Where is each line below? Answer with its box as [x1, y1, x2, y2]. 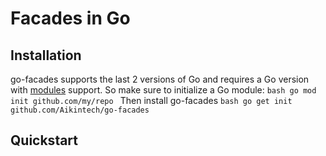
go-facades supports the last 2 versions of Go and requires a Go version [10, 73, 310, 85]
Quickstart [10, 132, 79, 149]
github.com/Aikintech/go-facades [10, 105, 150, 115]
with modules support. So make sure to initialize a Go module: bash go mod [10, 84, 317, 96]
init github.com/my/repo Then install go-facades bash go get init [10, 95, 293, 106]
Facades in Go [10, 7, 131, 30]
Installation [10, 47, 82, 64]
